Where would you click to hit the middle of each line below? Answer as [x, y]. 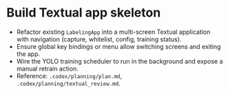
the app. [28, 54]
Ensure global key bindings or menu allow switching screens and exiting [118, 46]
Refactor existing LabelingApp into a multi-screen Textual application [113, 32]
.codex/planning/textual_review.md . [69, 83]
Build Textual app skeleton [84, 13]
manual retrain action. [47, 68]
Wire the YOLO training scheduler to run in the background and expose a [119, 61]
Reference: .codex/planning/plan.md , [69, 76]
